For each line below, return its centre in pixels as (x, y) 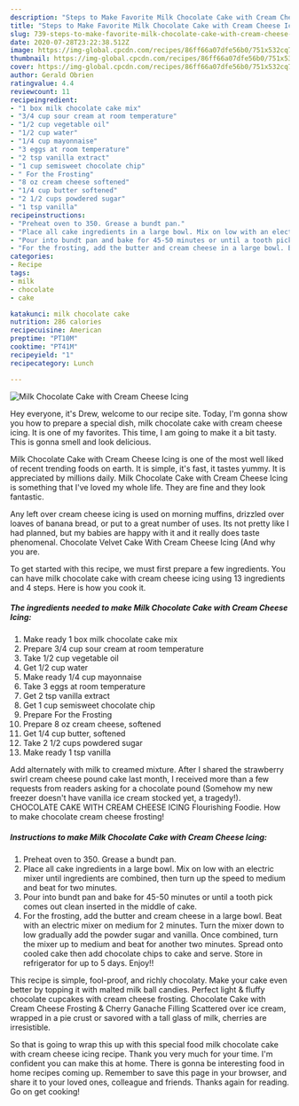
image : (22, 51)
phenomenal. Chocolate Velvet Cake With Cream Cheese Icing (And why (143, 542)
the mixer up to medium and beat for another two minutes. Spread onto (153, 945)
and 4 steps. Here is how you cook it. (78, 587)
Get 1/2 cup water (55, 668)
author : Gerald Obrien (52, 75)
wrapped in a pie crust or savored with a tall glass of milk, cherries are (138, 1018)
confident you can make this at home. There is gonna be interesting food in (147, 1063)
